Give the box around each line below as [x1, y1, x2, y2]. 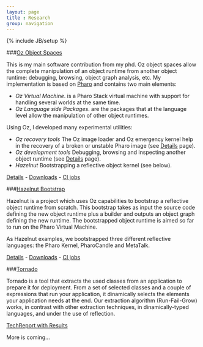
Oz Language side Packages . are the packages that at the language [15, 105, 187, 113]
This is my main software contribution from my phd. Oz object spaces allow [6, 61, 197, 68]
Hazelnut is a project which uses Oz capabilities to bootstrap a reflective [6, 197, 189, 205]
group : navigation [6, 20, 53, 26]
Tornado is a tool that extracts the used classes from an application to [6, 277, 182, 285]
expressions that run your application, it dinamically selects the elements [6, 291, 190, 298]
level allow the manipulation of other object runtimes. [15, 112, 149, 120]
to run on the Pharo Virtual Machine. [6, 223, 98, 231]
